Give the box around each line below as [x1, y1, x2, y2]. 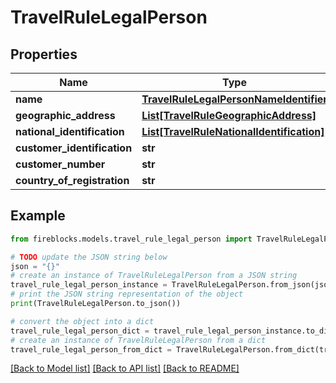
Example [10, 207, 66, 225]
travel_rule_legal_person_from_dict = [10, 344, 172, 355]
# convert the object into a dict [10, 316, 155, 326]
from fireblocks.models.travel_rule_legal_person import [10, 234, 253, 244]
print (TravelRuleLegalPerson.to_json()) [10, 299, 182, 309]
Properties [10, 46, 78, 63]
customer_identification [15, 141, 133, 155]
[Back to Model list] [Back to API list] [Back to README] [10, 362, 240, 375]
